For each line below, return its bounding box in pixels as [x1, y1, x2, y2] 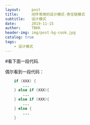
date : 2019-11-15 [5, 21, 54, 26]
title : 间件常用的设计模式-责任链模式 [5, 12, 85, 17]
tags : [5, 40, 16, 44]
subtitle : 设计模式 [5, 16, 47, 21]
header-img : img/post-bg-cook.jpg [5, 30, 76, 35]
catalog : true [5, 35, 34, 40]
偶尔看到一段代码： [5, 69, 44, 75]
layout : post [5, 7, 41, 12]
